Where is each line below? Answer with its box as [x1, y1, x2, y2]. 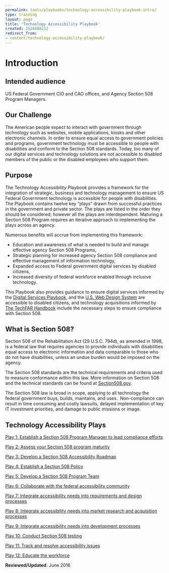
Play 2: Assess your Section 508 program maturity [5, 444, 110, 450]
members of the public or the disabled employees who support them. [5, 156, 149, 162]
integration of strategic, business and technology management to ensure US [5, 190, 164, 196]
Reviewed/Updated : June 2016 [5, 562, 71, 568]
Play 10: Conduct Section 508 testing [5, 533, 82, 539]
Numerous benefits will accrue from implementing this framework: [5, 232, 143, 238]
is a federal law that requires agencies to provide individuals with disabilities [5, 344, 163, 350]
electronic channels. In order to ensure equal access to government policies [5, 135, 163, 141]
